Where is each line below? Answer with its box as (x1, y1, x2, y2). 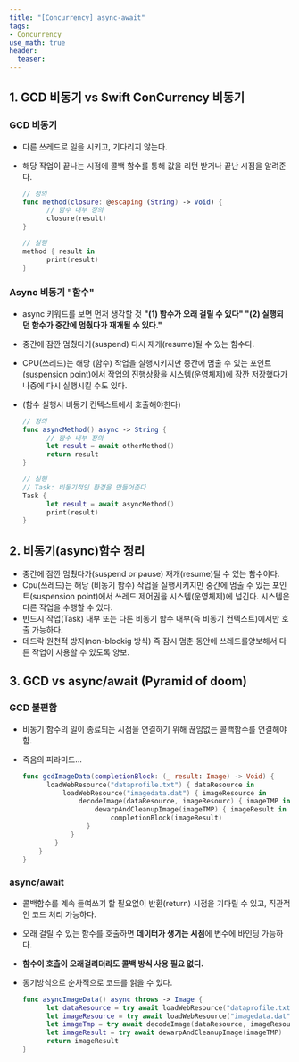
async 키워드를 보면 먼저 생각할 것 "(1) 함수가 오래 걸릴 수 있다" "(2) (21, 308, 261, 319)
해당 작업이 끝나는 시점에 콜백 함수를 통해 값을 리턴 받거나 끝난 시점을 (21, 160, 263, 171)
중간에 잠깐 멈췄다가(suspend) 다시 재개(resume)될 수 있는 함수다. (21, 338, 255, 349)
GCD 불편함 (9, 701, 58, 714)
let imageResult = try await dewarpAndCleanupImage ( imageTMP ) (46, 1028, 283, 1038)
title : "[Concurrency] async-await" (9, 13, 145, 22)
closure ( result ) (46, 214, 107, 224)
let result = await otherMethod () (46, 442, 175, 451)
